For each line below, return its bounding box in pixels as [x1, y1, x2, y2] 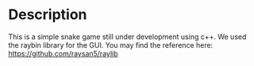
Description [8, 6, 87, 24]
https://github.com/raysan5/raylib [8, 49, 118, 58]
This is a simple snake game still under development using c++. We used [8, 32, 247, 41]
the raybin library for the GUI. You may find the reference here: [8, 40, 214, 49]
